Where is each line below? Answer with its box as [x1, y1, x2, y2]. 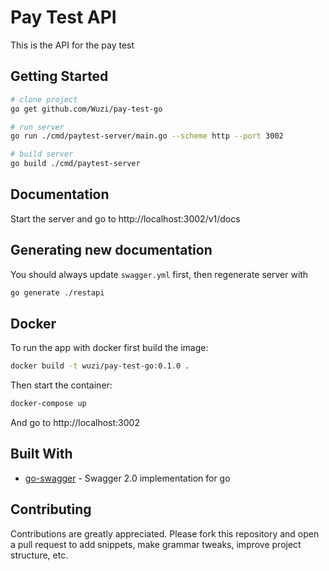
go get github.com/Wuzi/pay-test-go [10, 104, 163, 114]
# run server [10, 122, 65, 132]
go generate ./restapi [10, 287, 105, 298]
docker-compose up [10, 399, 87, 409]
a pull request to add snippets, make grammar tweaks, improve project [10, 538, 302, 550]
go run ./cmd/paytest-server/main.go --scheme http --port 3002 [10, 131, 284, 141]
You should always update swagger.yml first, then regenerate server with [10, 268, 309, 280]
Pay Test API [10, 6, 117, 29]
